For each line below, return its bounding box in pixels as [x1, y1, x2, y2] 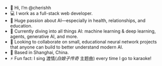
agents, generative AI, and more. [10, 33, 78, 39]
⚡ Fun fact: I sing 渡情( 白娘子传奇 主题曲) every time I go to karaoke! [10, 55, 152, 61]
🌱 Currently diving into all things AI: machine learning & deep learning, [10, 28, 156, 34]
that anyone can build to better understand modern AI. [10, 44, 124, 50]
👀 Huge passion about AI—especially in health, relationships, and [10, 17, 146, 23]
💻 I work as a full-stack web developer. [10, 10, 93, 16]
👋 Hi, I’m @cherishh [10, 5, 51, 10]
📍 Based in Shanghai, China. [10, 49, 69, 55]
